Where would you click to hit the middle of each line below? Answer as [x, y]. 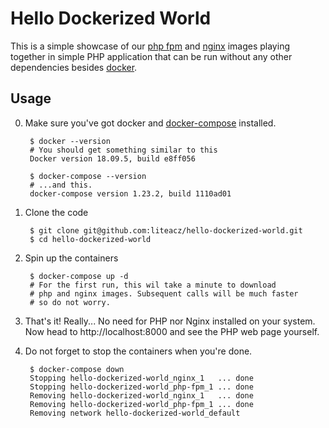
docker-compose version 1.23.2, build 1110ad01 [130, 193]
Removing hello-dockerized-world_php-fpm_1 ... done [141, 404]
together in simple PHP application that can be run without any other [151, 56]
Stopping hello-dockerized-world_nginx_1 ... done [141, 378]
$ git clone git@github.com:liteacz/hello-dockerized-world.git [166, 230]
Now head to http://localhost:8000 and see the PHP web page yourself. [172, 331]
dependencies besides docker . [74, 67]
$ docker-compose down [77, 369]
